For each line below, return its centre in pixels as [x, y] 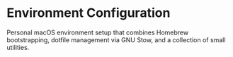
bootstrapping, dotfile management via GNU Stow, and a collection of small [116, 39]
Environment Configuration [89, 13]
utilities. [18, 47]
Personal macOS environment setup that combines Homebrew [98, 32]
